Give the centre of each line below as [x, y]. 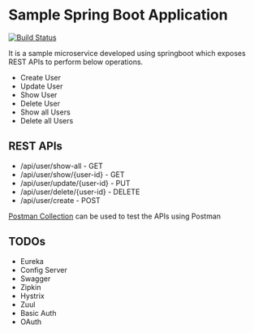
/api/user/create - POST [60, 200]
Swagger [35, 279]
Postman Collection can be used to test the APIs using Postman [115, 216]
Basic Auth [38, 313]
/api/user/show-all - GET [61, 166]
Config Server [43, 270]
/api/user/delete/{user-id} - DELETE [80, 192]
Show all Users [45, 112]
